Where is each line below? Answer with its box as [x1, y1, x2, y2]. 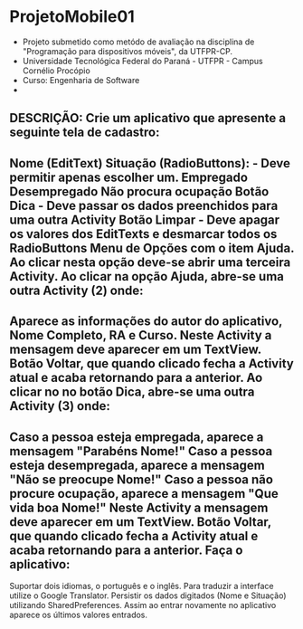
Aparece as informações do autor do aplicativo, [9, 314, 283, 329]
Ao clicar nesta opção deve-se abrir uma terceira [9, 254, 291, 270]
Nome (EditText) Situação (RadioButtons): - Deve [9, 156, 291, 171]
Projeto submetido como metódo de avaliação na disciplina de [22, 36, 255, 47]
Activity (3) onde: [9, 398, 111, 414]
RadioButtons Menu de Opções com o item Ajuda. [9, 240, 295, 255]
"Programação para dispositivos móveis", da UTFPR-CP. [22, 45, 233, 56]
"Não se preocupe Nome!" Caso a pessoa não [9, 472, 274, 487]
